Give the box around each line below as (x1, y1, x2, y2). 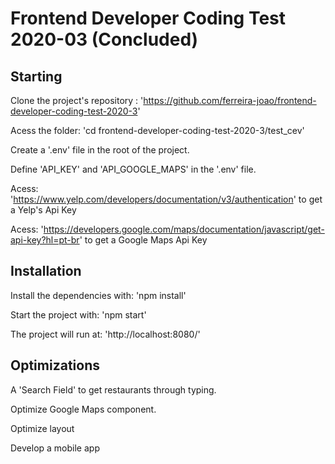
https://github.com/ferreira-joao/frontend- (143, 95, 317, 106)
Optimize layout (10, 422, 75, 434)
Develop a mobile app (10, 442, 100, 454)
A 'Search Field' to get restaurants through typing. (10, 383, 217, 396)
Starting (10, 68, 63, 85)
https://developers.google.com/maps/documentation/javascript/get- (43, 223, 325, 235)
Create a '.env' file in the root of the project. (10, 144, 190, 156)
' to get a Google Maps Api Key (79, 234, 208, 246)
